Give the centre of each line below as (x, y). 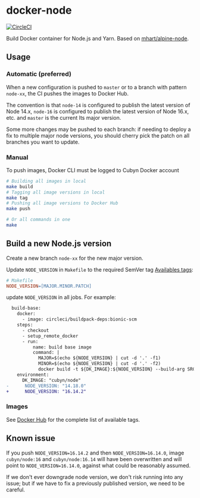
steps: (25, 325)
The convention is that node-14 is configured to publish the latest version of (98, 105)
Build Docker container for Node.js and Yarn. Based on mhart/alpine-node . (98, 38)
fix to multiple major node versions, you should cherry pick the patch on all (98, 135)
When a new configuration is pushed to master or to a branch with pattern (96, 87)
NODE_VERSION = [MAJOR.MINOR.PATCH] (49, 286)
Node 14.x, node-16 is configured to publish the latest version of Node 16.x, (98, 111)
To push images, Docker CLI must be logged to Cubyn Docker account (93, 170)
